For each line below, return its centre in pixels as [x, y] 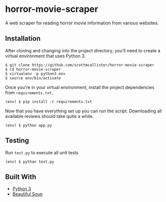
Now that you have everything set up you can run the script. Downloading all [83, 111]
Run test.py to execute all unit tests [42, 152]
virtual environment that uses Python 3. [45, 56]
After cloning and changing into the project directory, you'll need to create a [83, 50]
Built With [21, 177]
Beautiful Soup [28, 194]
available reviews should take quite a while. [49, 116]
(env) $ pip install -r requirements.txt [49, 101]
